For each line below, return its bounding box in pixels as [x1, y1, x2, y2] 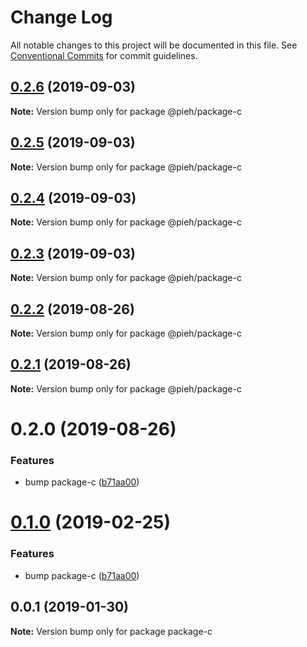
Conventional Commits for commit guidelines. [10, 49, 198, 61]
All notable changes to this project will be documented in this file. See [10, 39, 298, 51]
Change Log [10, 6, 113, 29]
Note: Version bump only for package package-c [10, 625, 213, 637]
